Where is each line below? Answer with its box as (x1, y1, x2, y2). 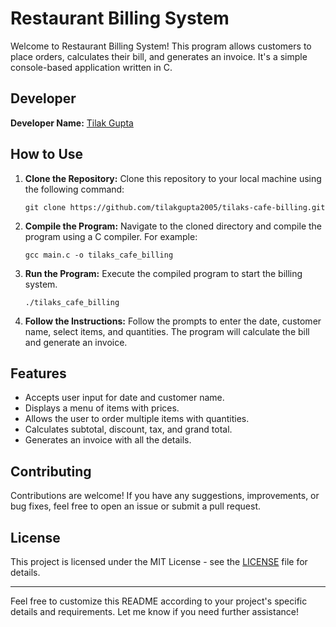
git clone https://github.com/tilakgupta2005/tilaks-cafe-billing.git (24, 202, 326, 212)
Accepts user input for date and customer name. (24, 392, 225, 404)
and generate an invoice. (24, 336, 128, 348)
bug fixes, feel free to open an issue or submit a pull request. (10, 500, 262, 512)
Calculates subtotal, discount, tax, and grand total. (24, 423, 233, 436)
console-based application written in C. (10, 61, 173, 73)
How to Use (10, 146, 84, 163)
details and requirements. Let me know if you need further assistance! (10, 606, 299, 617)
